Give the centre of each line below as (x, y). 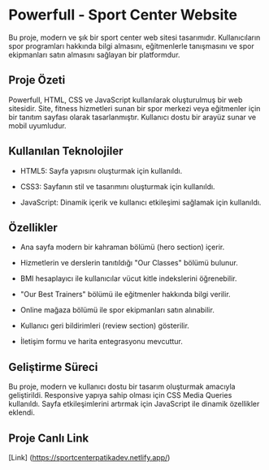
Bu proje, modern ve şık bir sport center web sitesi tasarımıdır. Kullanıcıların (134, 37)
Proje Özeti (37, 80)
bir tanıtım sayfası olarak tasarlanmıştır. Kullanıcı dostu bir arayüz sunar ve (132, 117)
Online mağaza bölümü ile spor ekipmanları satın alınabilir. (117, 310)
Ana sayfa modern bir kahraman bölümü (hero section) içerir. (122, 247)
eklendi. (22, 412)
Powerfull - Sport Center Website (123, 15)
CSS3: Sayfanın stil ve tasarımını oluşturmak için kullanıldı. (117, 186)
